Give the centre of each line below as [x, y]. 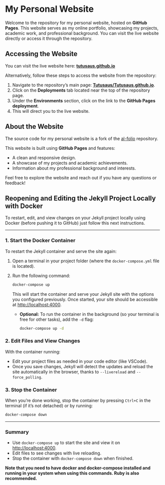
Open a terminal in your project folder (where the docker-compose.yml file [86, 261]
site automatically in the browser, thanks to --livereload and [74, 372]
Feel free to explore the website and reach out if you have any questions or [81, 177]
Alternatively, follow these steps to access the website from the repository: [81, 75]
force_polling [27, 377]
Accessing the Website [41, 54]
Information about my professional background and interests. [74, 168]
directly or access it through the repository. [49, 38]
